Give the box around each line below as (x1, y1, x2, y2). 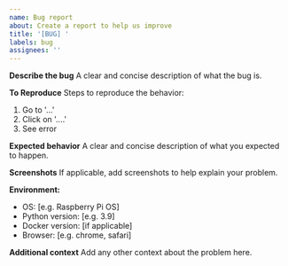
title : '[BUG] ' (9, 29, 69, 38)
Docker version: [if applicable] (21, 221, 133, 231)
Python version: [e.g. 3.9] (21, 211, 115, 222)
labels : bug (9, 37, 53, 47)
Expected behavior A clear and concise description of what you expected (9, 141, 280, 152)
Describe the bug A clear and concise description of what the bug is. (9, 70, 262, 81)
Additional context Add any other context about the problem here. (9, 247, 253, 258)
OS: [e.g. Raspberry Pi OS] (21, 201, 120, 213)
